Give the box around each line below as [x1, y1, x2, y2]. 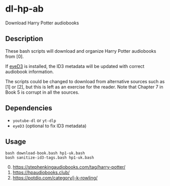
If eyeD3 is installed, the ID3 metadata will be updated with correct [5, 63, 145, 69]
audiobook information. [5, 68, 54, 75]
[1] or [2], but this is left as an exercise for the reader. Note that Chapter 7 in [5, 84, 163, 90]
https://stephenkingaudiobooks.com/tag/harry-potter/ [12, 164, 126, 170]
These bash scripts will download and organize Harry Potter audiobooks [5, 48, 156, 54]
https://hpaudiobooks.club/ [12, 169, 70, 175]
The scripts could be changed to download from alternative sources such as [5, 78, 165, 84]
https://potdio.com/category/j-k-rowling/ [12, 175, 98, 181]
